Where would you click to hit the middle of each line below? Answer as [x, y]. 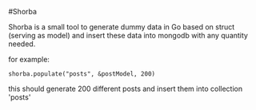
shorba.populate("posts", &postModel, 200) [82, 74]
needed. [22, 44]
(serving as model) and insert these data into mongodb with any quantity [128, 35]
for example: [29, 59]
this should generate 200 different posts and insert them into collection [125, 88]
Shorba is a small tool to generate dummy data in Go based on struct [122, 27]
